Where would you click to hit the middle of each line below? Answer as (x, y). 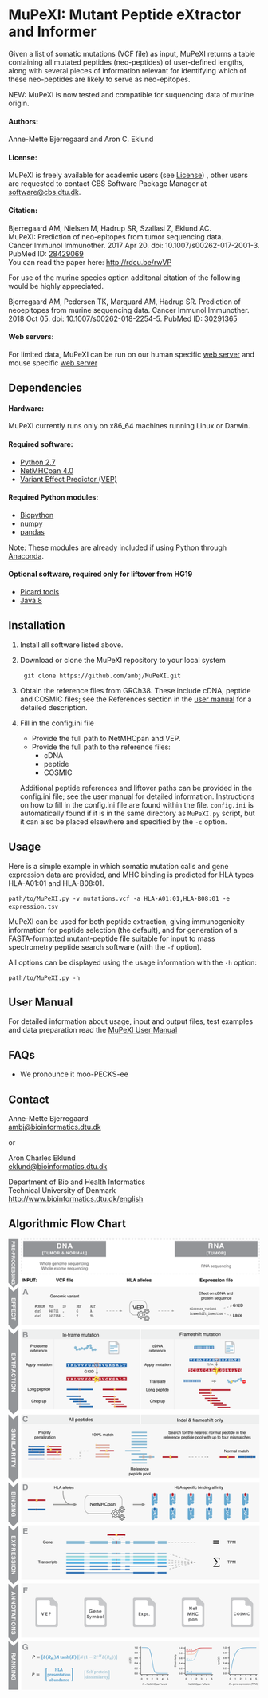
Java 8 (31, 600)
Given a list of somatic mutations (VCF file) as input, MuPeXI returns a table (132, 53)
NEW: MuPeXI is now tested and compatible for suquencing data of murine (131, 94)
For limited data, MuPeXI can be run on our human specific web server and (132, 354)
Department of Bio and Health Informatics (77, 1182)
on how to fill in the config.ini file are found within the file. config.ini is (136, 804)
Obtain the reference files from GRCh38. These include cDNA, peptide (135, 690)
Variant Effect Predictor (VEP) (68, 479)
